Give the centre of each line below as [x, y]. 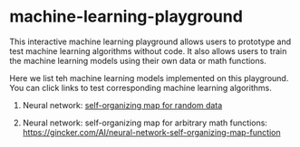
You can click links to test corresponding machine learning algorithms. [140, 87]
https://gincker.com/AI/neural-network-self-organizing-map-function [151, 132]
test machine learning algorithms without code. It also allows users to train [148, 51]
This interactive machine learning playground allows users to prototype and [150, 41]
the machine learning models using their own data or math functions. [138, 60]
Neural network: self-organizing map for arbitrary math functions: [145, 123]
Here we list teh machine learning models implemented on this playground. [149, 78]
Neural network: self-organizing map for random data [122, 105]
